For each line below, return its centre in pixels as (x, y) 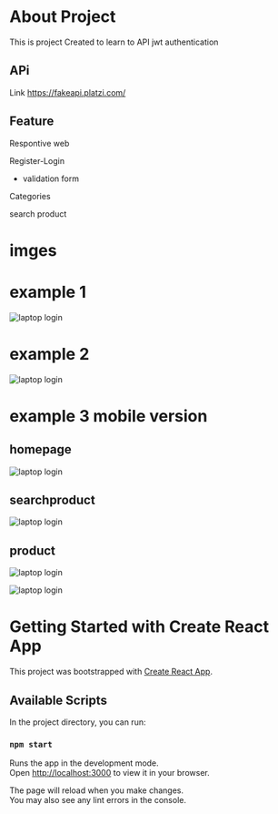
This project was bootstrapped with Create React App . (111, 672)
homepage (41, 449)
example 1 (48, 292)
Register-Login (37, 160)
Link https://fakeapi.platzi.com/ (68, 92)
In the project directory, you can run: (78, 722)
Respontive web (40, 143)
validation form (51, 178)
